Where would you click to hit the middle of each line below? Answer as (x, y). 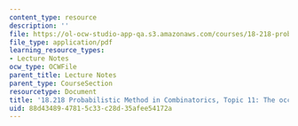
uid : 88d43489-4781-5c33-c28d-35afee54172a (91, 108)
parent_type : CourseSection (61, 83)
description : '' (39, 26)
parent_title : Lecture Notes (63, 75)
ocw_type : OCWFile (43, 67)
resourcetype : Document (53, 91)
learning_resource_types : (57, 51)
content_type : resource (53, 17)
